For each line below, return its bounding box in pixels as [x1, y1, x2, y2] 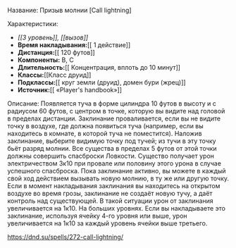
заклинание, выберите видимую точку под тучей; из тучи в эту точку [7, 137, 216, 145]
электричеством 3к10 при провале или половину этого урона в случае [7, 159, 222, 168]
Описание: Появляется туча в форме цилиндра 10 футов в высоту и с [7, 99, 217, 108]
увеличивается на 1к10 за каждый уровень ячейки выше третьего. [7, 219, 208, 228]
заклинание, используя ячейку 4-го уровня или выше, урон [7, 211, 188, 220]
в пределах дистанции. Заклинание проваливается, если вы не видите [7, 114, 221, 123]
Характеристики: [7, 20, 58, 27]
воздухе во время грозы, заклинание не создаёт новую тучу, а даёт [7, 190, 213, 197]
